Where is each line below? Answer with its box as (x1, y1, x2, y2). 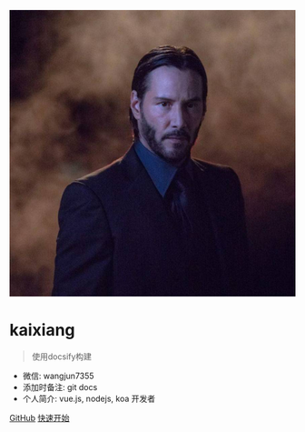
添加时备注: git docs (22, 381, 98, 392)
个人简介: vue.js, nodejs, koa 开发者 (22, 393, 156, 404)
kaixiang (9, 320, 75, 341)
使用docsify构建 (31, 351, 93, 362)
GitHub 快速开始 (9, 412, 70, 423)
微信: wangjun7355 (22, 370, 94, 381)
